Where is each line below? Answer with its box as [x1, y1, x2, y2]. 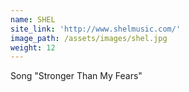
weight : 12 [10, 42, 56, 53]
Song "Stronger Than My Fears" [10, 70, 143, 82]
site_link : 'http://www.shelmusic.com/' [10, 24, 182, 34]
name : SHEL [10, 14, 56, 25]
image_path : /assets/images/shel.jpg [10, 33, 168, 43]
